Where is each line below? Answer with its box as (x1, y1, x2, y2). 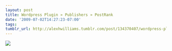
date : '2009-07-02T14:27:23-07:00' (5, 17, 81, 22)
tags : (5, 21, 17, 27)
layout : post (5, 7, 33, 13)
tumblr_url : (5, 27, 31, 32)
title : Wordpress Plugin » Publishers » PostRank (5, 12, 114, 17)
